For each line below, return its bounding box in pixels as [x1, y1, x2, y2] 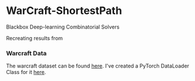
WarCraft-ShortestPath [6, 4, 122, 17]
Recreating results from [6, 34, 63, 41]
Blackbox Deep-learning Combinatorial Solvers [6, 23, 120, 30]
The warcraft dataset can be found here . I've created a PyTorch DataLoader [6, 62, 190, 69]
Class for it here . [6, 69, 46, 76]
